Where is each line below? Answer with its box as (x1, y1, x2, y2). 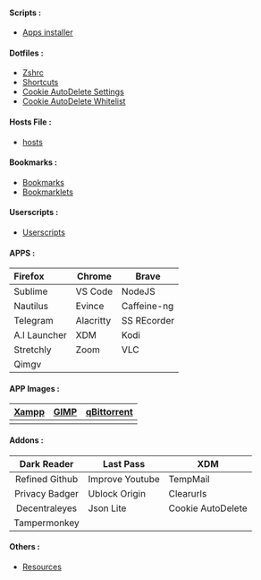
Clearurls (168, 487, 207, 499)
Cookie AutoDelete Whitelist (21, 96, 126, 107)
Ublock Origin (88, 487, 146, 499)
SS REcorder (121, 315, 175, 327)
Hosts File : (9, 117, 52, 127)
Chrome (76, 270, 112, 282)
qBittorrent (85, 406, 134, 419)
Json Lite (88, 502, 127, 515)
